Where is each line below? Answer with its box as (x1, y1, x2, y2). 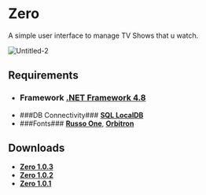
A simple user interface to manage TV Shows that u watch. (8, 31, 199, 40)
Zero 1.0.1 (19, 178, 52, 189)
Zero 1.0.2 (19, 171, 53, 180)
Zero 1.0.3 (19, 162, 53, 171)
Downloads (8, 142, 65, 155)
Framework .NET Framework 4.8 (19, 92, 146, 103)
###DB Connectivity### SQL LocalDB (19, 110, 144, 120)
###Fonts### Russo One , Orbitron (19, 119, 134, 128)
